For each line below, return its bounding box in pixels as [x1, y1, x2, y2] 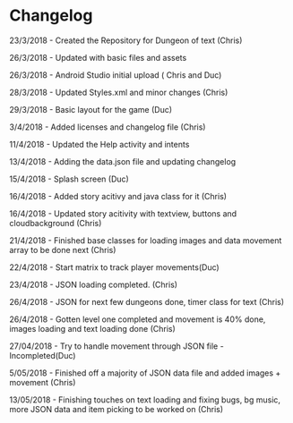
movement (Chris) [9, 376, 76, 387]
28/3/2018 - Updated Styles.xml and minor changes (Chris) [9, 87, 228, 97]
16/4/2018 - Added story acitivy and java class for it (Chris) [9, 190, 227, 201]
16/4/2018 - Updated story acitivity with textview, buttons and [9, 207, 237, 219]
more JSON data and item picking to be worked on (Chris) [9, 403, 224, 414]
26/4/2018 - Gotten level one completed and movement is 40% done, [9, 314, 266, 325]
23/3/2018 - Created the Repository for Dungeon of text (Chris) [9, 35, 243, 46]
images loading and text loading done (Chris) [9, 323, 177, 334]
